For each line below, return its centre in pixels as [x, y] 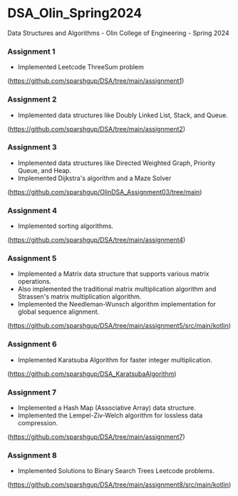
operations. [35, 282]
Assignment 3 [32, 147]
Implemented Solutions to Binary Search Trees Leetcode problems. [116, 471]
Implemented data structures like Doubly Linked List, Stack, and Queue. [123, 115]
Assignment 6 [32, 344]
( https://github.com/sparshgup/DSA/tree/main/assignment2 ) [97, 129]
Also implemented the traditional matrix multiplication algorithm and [117, 289]
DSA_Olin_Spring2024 [75, 13]
